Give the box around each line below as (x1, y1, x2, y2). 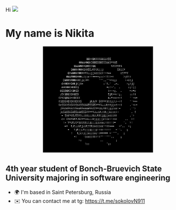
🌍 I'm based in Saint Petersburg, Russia (13, 189, 111, 196)
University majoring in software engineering (5, 173, 171, 183)
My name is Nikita (5, 27, 94, 40)
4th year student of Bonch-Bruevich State (5, 164, 163, 174)
